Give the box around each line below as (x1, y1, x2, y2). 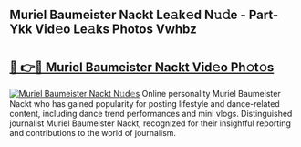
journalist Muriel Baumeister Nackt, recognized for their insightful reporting (9, 118, 292, 129)
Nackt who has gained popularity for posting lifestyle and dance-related (9, 99, 280, 109)
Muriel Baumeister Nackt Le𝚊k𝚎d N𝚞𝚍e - (9, 7, 246, 23)
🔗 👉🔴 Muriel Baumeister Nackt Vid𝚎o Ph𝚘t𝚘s (9, 59, 275, 75)
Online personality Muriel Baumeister (141, 89, 281, 99)
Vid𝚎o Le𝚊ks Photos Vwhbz (35, 22, 198, 37)
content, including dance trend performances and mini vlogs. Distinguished (9, 109, 293, 119)
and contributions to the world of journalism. (9, 128, 176, 138)
